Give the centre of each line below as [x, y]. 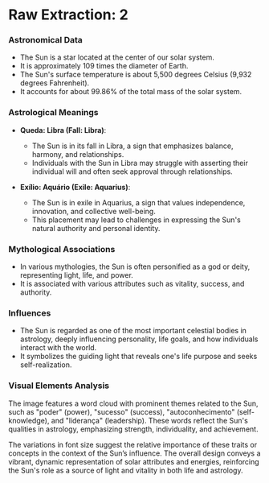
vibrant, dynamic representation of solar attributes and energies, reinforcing [134, 461]
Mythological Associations [62, 249]
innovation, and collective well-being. [94, 211]
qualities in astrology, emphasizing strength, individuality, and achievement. [133, 429]
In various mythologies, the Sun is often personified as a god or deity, [135, 266]
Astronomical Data [45, 40]
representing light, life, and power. [77, 275]
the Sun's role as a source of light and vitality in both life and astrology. [126, 470]
